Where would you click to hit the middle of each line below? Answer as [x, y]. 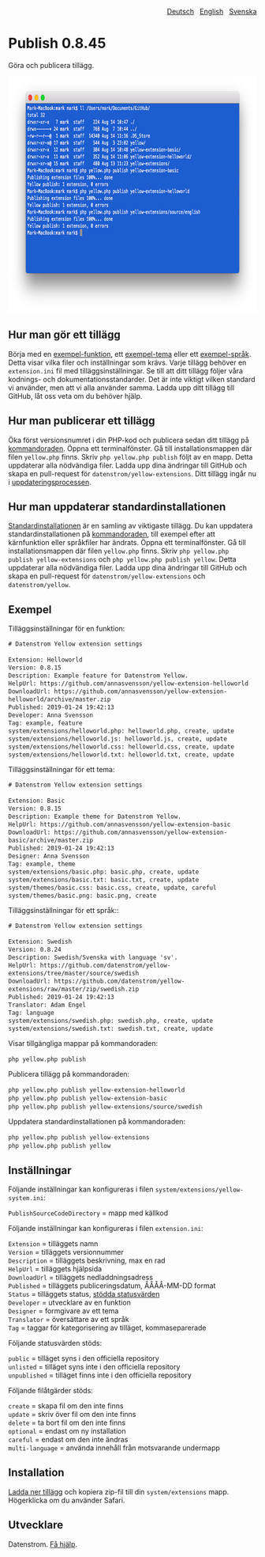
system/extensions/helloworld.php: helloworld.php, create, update [121, 731]
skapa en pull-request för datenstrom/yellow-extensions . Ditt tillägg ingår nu [132, 473]
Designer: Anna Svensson [49, 856]
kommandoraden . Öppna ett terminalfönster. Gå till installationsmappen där [130, 448]
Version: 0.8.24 [35, 950]
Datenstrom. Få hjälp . [43, 1544]
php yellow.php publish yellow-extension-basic [88, 1099]
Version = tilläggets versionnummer [66, 1252]
